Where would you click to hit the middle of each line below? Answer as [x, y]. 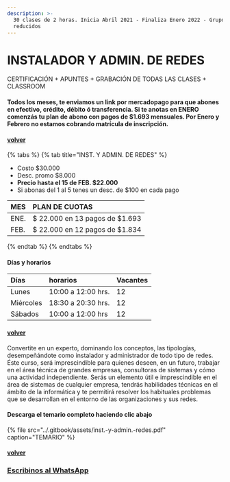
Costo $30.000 [38, 168]
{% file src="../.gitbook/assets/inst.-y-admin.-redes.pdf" [87, 430]
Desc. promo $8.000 [46, 176]
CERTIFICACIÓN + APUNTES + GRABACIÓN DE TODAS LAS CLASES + [107, 79]
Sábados [25, 314]
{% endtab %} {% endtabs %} [50, 247]
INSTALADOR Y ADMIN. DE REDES [106, 60]
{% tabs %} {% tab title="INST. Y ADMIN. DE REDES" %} [87, 155]
